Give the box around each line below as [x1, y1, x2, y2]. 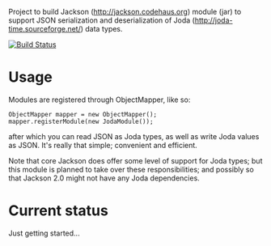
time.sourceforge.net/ [8, 24, 81, 33]
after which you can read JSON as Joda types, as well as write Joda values [8, 131, 260, 141]
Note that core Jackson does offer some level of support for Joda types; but [8, 155, 263, 165]
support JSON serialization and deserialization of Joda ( [8, 15, 196, 25]
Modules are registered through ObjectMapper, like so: [8, 95, 191, 104]
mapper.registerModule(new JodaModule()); [8, 117, 154, 125]
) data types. [80, 24, 123, 33]
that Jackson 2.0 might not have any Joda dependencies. [8, 173, 200, 183]
